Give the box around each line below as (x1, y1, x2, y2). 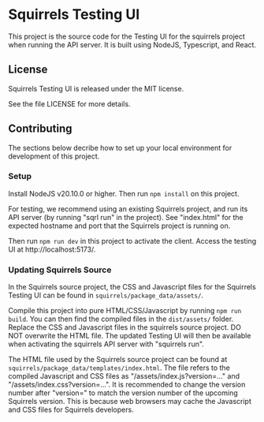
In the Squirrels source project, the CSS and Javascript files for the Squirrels (8, 282, 256, 292)
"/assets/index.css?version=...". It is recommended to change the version (8, 380, 246, 390)
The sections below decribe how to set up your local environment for (8, 143, 232, 152)
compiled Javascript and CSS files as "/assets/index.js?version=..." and (8, 372, 240, 381)
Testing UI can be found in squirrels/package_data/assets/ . (8, 290, 203, 301)
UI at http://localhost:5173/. (8, 245, 96, 254)
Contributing (8, 122, 73, 136)
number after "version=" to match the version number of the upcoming (8, 388, 238, 398)
